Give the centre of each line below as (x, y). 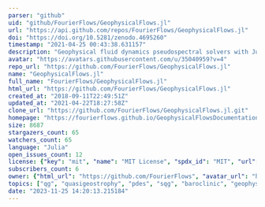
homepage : (24, 118)
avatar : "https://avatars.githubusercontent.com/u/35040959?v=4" (118, 60)
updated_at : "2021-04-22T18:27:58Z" (68, 103)
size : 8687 (26, 125)
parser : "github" (37, 15)
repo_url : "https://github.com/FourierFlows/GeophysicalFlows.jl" (119, 67)
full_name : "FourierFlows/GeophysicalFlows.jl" (88, 81)
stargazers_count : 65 (44, 132)
